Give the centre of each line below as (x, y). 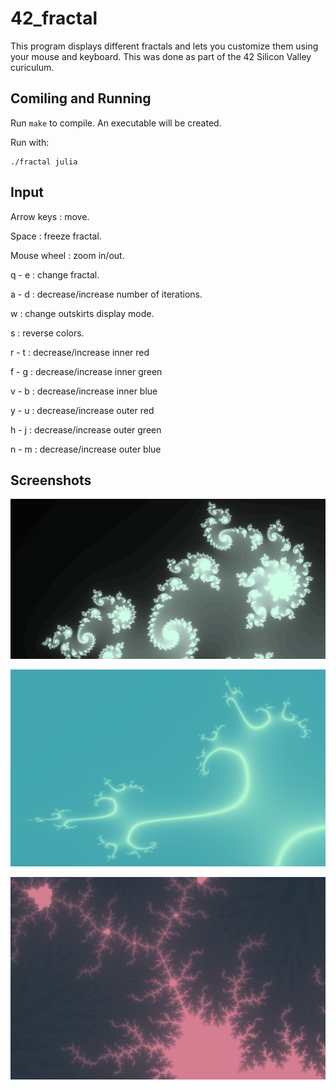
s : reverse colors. (47, 333)
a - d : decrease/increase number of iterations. (106, 294)
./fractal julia (44, 162)
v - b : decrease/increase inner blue (84, 391)
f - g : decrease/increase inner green (86, 371)
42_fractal (54, 18)
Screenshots (51, 480)
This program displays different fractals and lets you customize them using (164, 46)
